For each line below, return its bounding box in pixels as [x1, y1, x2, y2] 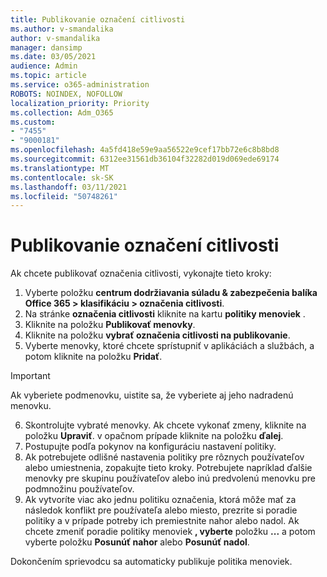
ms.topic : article [10, 71, 87, 81]
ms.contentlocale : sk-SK [10, 172, 114, 183]
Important [10, 370, 51, 382]
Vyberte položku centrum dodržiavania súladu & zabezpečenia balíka [24, 287, 318, 299]
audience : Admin [10, 61, 78, 71]
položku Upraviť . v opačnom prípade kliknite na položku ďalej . [24, 430, 284, 442]
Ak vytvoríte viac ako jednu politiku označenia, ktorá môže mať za [24, 494, 297, 506]
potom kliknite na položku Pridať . [24, 351, 163, 363]
